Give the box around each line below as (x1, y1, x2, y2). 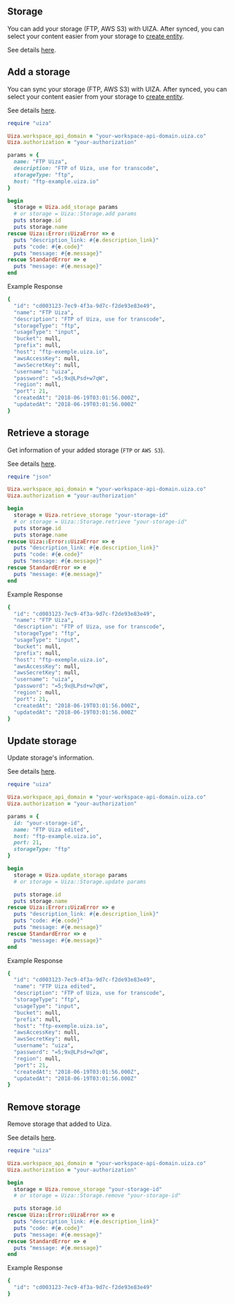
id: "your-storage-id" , (13, 819, 83, 827)
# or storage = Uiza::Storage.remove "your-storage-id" (13, 1192, 181, 1200)
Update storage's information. (7, 753, 94, 762)
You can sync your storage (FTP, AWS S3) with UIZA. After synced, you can (7, 85, 228, 93)
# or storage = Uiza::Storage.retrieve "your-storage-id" (13, 518, 188, 525)
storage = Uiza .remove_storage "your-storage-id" (13, 1185, 162, 1192)
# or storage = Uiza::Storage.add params (13, 210, 137, 217)
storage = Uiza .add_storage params (13, 204, 118, 211)
